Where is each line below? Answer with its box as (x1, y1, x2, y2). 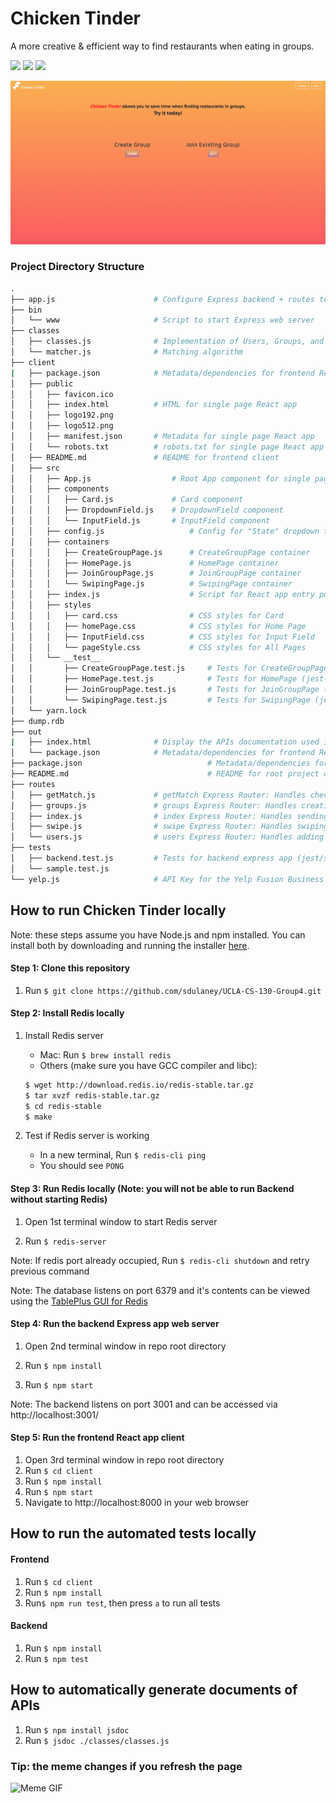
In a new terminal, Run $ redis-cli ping (39, 1149, 207, 1161)
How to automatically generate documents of (10, 1682, 298, 1699)
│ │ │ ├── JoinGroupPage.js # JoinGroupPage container (10, 568, 302, 579)
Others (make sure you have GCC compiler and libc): (39, 1059, 258, 1071)
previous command (10, 1265, 90, 1277)
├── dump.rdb (10, 716, 65, 726)
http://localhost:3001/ (10, 1408, 100, 1421)
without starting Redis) (10, 1193, 108, 1206)
